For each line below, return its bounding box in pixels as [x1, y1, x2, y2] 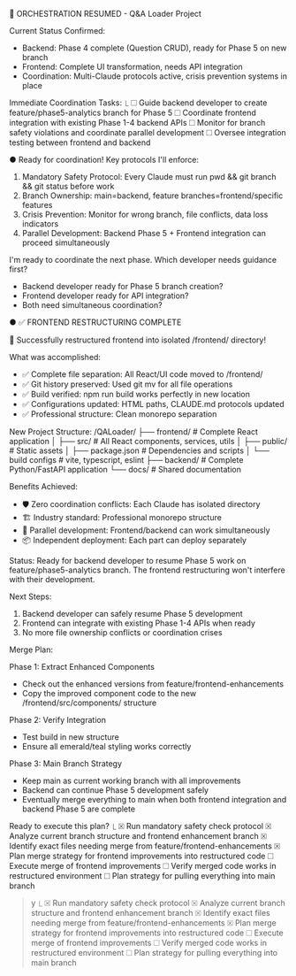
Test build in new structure [21, 732, 119, 742]
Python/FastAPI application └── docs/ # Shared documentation [9, 465, 241, 474]
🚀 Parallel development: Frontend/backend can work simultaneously [21, 525, 271, 535]
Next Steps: [9, 591, 52, 602]
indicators [21, 219, 59, 229]
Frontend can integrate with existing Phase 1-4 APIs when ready [21, 618, 256, 628]
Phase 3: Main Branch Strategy [9, 758, 122, 769]
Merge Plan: [9, 644, 54, 655]
